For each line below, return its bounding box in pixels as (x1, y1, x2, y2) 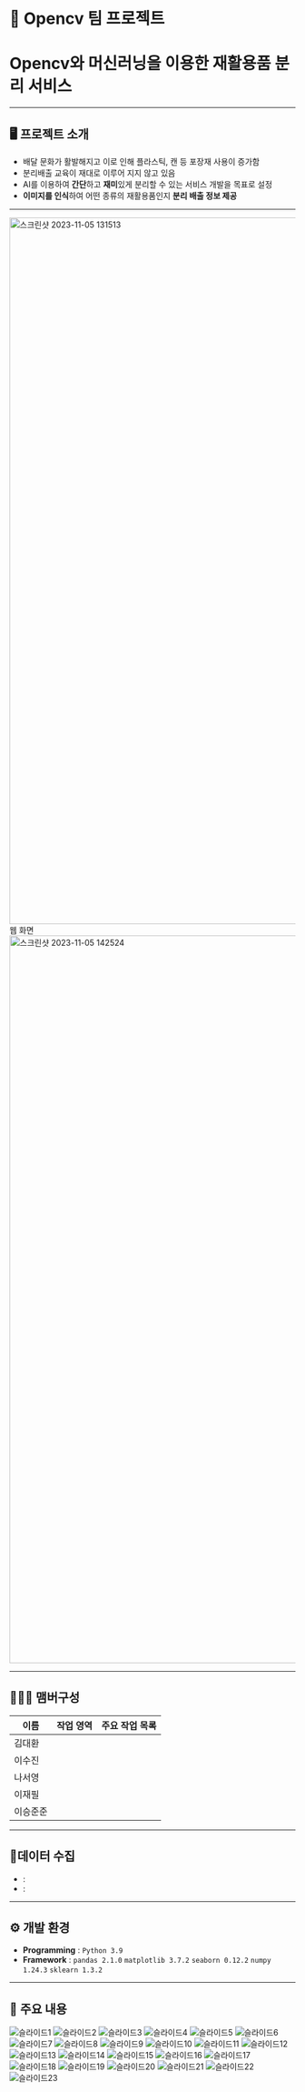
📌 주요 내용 (9, 2001, 68, 2017)
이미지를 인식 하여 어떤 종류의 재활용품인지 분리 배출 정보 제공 (22, 190, 238, 201)
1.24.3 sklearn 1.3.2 (22, 1966, 103, 1975)
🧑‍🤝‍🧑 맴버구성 (9, 1690, 80, 1705)
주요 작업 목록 (101, 1719, 157, 1732)
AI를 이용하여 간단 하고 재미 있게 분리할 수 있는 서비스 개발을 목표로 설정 (22, 178, 273, 189)
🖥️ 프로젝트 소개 (9, 126, 89, 142)
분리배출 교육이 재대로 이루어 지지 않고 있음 (22, 167, 176, 178)
